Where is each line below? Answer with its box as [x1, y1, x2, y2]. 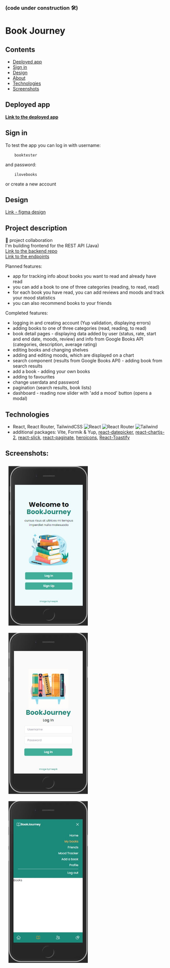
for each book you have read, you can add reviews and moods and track [12, 289, 164, 296]
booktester [14, 152, 38, 158]
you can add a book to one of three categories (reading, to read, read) [12, 284, 160, 290]
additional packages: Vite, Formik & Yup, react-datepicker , [12, 429, 134, 435]
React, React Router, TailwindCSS [12, 423, 83, 429]
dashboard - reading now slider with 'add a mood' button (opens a [12, 390, 152, 396]
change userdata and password [12, 379, 79, 385]
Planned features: [5, 263, 42, 269]
